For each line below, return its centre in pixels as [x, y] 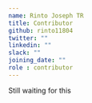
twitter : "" [28, 38]
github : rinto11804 [41, 30]
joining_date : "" [37, 61]
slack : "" [25, 53]
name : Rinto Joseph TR [46, 16]
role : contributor [41, 68]
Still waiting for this [40, 90]
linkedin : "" [30, 46]
